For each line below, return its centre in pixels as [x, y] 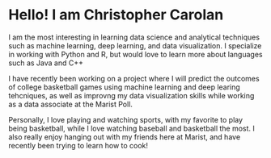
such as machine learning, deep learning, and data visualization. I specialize [135, 45]
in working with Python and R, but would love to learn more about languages [135, 54]
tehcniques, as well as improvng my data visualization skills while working [131, 95]
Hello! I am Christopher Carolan [116, 15]
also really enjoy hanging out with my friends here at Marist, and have [125, 137]
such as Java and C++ [46, 63]
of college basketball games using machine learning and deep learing [124, 87]
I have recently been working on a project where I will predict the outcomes [134, 78]
